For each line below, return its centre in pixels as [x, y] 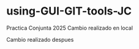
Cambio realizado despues [40, 39]
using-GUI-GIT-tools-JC [69, 11]
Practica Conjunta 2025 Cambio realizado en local [70, 28]
